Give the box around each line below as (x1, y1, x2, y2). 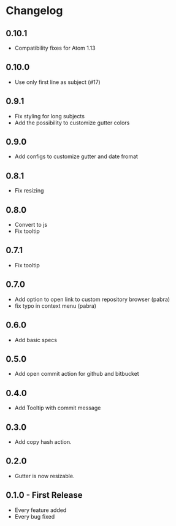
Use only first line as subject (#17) (14, 78, 101, 86)
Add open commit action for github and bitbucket (14, 370, 139, 378)
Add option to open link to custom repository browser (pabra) (14, 295, 170, 303)
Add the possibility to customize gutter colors (14, 119, 130, 126)
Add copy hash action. (14, 438, 72, 445)
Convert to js (14, 221, 47, 229)
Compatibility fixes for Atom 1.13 (14, 44, 96, 51)
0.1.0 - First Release (6, 490, 83, 500)
